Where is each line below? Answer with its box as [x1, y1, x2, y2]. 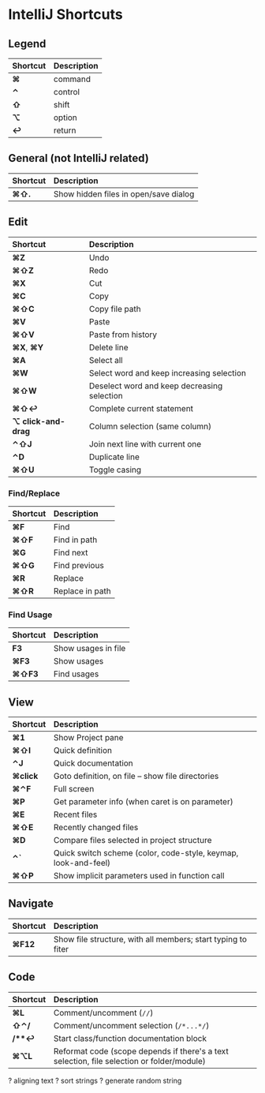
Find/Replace [8, 488, 61, 499]
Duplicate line [88, 451, 140, 462]
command [54, 73, 91, 84]
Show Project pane [54, 732, 124, 743]
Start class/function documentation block [54, 1032, 207, 1043]
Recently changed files [54, 822, 139, 833]
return [54, 125, 77, 136]
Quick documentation [54, 758, 134, 769]
